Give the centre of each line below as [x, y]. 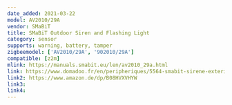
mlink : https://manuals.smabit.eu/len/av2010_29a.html [88, 65]
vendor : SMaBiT [29, 26]
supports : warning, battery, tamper [60, 46]
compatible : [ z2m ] [33, 59]
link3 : [17, 84]
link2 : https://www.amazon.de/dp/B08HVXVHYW [72, 78]
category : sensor [32, 39]
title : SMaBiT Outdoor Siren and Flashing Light [78, 33]
